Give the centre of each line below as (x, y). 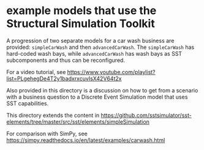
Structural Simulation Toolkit (81, 24)
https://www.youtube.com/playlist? (111, 72)
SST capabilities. (28, 103)
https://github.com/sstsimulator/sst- (146, 115)
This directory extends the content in (53, 115)
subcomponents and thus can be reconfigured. (66, 60)
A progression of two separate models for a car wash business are (90, 40)
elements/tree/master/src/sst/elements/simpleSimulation (78, 122)
